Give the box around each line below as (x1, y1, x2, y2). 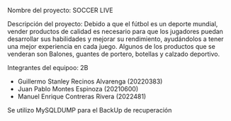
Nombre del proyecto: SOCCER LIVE (7, 6, 113, 14)
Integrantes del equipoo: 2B (7, 64, 89, 71)
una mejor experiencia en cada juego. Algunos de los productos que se (7, 42, 216, 50)
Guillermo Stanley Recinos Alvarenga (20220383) (17, 77, 163, 86)
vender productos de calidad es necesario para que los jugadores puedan (7, 28, 223, 35)
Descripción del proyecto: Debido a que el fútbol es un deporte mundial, (7, 20, 218, 28)
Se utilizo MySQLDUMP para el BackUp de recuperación (7, 106, 172, 114)
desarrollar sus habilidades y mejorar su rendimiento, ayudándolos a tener (7, 35, 225, 43)
